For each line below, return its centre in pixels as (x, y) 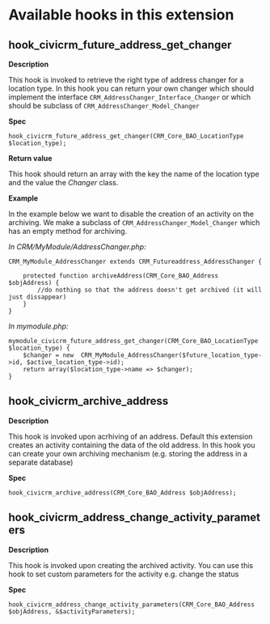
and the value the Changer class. (63, 183)
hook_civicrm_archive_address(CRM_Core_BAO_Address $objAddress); (122, 492)
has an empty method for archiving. (68, 231)
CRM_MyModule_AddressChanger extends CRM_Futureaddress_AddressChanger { (135, 261)
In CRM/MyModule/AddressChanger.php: (78, 247)
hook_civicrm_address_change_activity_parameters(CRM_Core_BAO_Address (131, 605)
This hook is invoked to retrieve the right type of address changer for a (126, 80)
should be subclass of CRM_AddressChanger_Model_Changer (104, 106)
